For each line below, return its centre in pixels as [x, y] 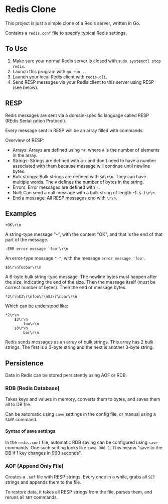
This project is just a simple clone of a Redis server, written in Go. [73, 23]
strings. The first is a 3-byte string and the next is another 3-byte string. [79, 347]
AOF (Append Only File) [35, 466]
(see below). [25, 87]
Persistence [24, 363]
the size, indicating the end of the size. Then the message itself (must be [80, 282]
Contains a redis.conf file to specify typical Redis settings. [66, 33]
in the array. [25, 155]
